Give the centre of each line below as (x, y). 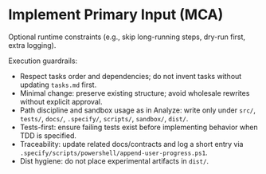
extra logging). (32, 45)
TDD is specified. (48, 135)
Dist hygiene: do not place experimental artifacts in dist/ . (114, 160)
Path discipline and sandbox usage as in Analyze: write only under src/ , (138, 110)
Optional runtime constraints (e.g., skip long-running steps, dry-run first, (127, 37)
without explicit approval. (61, 101)
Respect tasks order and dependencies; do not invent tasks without (131, 76)
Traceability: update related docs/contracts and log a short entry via (131, 144)
